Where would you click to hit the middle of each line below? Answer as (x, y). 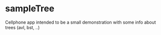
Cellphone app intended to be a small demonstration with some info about (80, 22)
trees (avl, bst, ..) (23, 27)
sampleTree (30, 9)
